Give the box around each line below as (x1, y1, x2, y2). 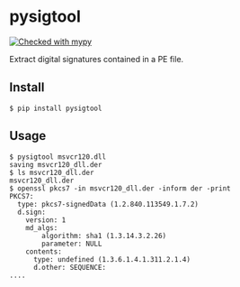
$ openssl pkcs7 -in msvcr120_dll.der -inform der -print (9, 183, 231, 193)
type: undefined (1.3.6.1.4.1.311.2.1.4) (32, 255, 191, 264)
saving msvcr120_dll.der (9, 160, 102, 169)
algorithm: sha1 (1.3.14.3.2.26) (41, 231, 167, 240)
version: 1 (25, 215, 67, 225)
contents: (25, 246, 63, 256)
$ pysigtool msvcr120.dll (9, 152, 106, 162)
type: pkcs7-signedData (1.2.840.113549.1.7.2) (17, 199, 200, 208)
